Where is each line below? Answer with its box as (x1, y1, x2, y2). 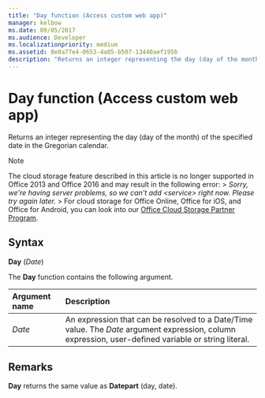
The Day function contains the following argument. (8, 272, 174, 281)
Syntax (8, 236, 44, 249)
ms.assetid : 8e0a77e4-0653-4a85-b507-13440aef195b (8, 48, 178, 56)
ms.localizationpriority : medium (8, 41, 118, 49)
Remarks (8, 360, 54, 374)
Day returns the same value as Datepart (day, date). (8, 381, 177, 391)
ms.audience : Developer (8, 33, 87, 42)
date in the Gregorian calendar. (8, 140, 109, 150)
